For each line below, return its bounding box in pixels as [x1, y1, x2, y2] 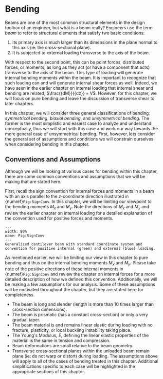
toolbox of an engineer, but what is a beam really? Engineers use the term [5, 24, 153, 30]
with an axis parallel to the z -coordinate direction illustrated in [5, 193, 129, 199]
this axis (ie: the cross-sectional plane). [12, 44, 91, 50]
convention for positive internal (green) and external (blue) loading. [5, 246, 156, 251]
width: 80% [5, 229, 27, 234]
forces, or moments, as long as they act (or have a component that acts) [5, 64, 150, 70]
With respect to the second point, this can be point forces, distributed [5, 59, 145, 65]
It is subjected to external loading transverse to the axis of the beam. [12, 50, 150, 56]
